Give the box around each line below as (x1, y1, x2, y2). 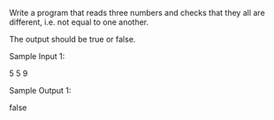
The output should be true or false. (9, 34, 136, 44)
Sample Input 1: (9, 51, 65, 61)
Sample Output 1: (9, 86, 72, 95)
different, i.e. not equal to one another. (9, 17, 149, 27)
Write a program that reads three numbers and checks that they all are (9, 8, 265, 18)
